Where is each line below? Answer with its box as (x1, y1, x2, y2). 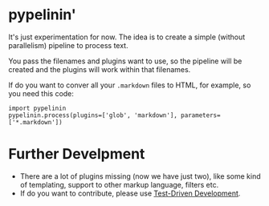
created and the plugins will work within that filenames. (8, 64, 191, 74)
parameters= (180, 111, 221, 119)
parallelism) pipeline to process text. (8, 40, 128, 50)
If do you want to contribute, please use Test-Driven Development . (19, 188, 241, 198)
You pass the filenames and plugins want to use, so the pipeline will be (8, 56, 243, 66)
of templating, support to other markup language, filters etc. (19, 180, 219, 189)
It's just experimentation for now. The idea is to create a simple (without (8, 32, 246, 42)
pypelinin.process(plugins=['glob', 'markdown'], (8, 111, 178, 119)
